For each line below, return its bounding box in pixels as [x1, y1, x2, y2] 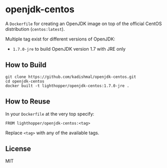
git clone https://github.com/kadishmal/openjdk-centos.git [5, 74, 137, 79]
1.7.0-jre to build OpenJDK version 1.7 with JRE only [12, 46, 126, 52]
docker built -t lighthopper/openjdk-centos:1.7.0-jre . [5, 83, 130, 88]
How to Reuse [5, 97, 50, 106]
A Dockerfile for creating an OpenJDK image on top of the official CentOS [5, 20, 162, 27]
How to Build [5, 60, 47, 70]
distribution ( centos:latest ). [5, 26, 65, 32]
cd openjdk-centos [5, 78, 45, 84]
